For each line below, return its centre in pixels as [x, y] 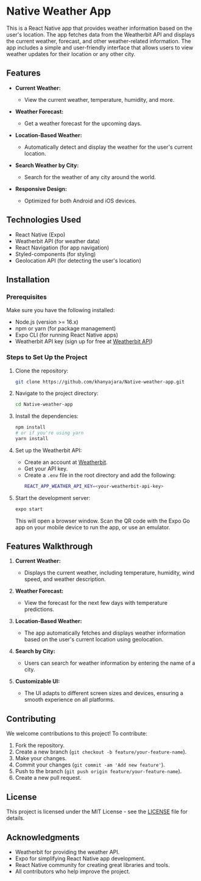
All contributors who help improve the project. [73, 871]
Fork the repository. [40, 746]
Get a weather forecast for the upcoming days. [83, 123]
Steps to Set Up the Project [47, 357]
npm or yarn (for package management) [65, 329]
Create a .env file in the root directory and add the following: [100, 475]
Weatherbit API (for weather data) [58, 241]
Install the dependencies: [47, 416]
